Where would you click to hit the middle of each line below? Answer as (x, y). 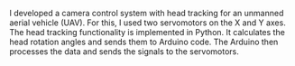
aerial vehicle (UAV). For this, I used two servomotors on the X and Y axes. (147, 23)
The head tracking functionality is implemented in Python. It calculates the (147, 32)
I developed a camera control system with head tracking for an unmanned (147, 13)
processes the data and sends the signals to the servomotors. (124, 52)
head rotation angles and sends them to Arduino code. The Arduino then (144, 42)
